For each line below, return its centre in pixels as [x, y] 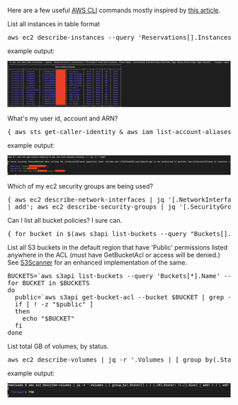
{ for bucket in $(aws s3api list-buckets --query [97, 234]
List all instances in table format [54, 24]
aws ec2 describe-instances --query [71, 37]
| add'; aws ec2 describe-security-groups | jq [91, 206]
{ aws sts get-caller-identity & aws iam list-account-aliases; [121, 132]
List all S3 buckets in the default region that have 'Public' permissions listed [118, 247]
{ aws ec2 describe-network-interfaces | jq [86, 199]
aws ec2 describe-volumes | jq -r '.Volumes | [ [93, 360]
